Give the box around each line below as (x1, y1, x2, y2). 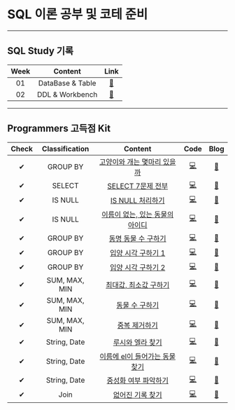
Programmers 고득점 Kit (7, 123, 111, 135)
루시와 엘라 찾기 (113, 338, 162, 348)
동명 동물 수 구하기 (108, 234, 166, 244)
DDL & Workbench (37, 89, 98, 99)
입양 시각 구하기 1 (109, 248, 166, 258)
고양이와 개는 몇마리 (99, 157, 162, 167)
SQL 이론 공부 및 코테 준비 (7, 6, 148, 22)
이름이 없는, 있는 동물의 (101, 210, 174, 219)
